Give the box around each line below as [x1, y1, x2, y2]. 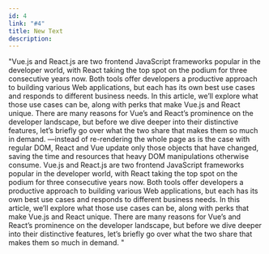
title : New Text [8, 27, 63, 35]
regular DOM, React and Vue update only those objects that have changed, [8, 143, 259, 153]
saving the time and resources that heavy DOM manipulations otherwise [8, 152, 250, 161]
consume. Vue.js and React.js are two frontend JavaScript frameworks [8, 160, 245, 170]
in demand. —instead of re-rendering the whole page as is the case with [8, 135, 250, 144]
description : [8, 34, 53, 43]
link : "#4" [8, 19, 45, 28]
